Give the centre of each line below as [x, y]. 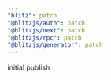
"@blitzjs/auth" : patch [46, 23]
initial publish [29, 67]
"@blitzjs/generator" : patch [55, 45]
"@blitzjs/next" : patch [46, 30]
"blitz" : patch [32, 15]
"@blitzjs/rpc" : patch [44, 38]
